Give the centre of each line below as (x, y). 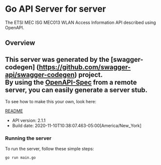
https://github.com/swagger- (85, 67)
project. (91, 75)
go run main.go (20, 158)
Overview (20, 43)
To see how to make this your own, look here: (51, 102)
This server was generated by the (57, 59)
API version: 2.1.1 (29, 121)
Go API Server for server (56, 9)
